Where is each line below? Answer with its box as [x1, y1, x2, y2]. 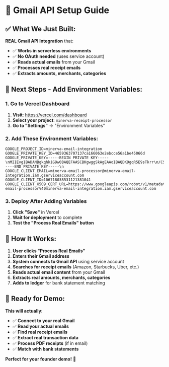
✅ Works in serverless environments [12, 48, 92, 53]
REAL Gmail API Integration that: [5, 38, 74, 44]
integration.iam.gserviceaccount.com [5, 173, 84, 178]
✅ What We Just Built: [5, 25, 76, 33]
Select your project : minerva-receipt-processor [12, 117, 112, 123]
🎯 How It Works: [5, 234, 57, 243]
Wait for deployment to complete [12, 214, 82, 221]
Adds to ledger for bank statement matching [12, 280, 106, 286]
